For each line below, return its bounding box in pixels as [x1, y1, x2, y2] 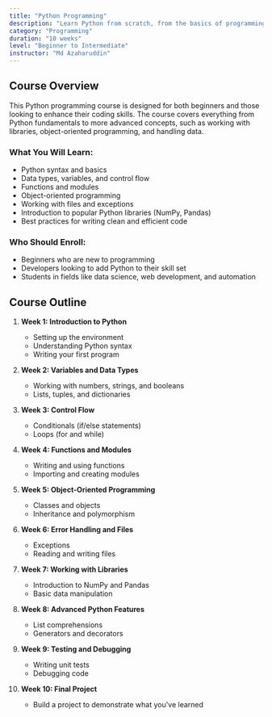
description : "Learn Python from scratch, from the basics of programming [9, 19, 266, 27]
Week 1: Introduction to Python [20, 317, 128, 327]
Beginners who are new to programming [20, 255, 156, 265]
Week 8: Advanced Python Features [20, 605, 144, 614]
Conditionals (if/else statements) [32, 421, 142, 430]
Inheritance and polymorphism [32, 509, 136, 519]
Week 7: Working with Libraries [20, 564, 128, 574]
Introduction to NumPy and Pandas [32, 581, 150, 590]
